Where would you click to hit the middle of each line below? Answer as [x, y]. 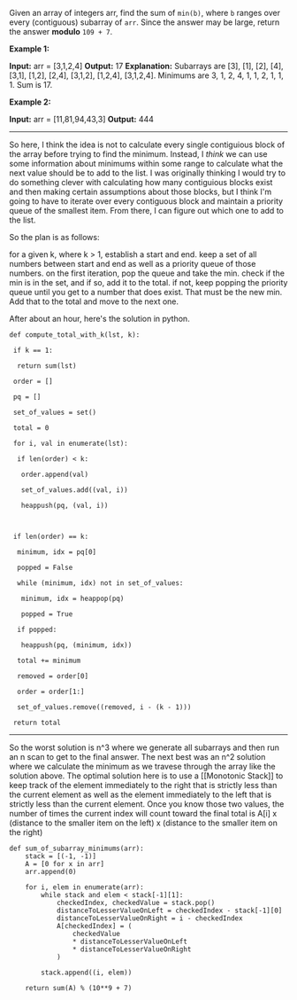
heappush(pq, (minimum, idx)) [76, 645]
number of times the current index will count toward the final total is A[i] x [143, 813]
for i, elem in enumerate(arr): [84, 887]
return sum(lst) [47, 366]
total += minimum [49, 660]
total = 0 [31, 428]
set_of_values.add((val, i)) [74, 490]
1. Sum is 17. [31, 85]
